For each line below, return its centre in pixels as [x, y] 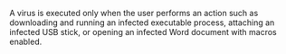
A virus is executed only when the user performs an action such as [134, 13]
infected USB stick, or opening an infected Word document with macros [143, 32]
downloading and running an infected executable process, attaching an [142, 22]
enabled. [26, 41]
